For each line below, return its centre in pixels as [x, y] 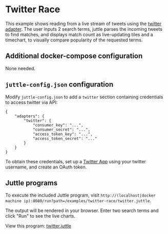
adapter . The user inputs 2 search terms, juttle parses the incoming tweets [84, 29]
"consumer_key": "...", [58, 125]
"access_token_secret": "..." [65, 139]
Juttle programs [31, 183]
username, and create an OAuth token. [46, 167]
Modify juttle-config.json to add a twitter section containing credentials [84, 97]
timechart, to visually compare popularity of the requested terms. [74, 40]
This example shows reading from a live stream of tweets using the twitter [83, 24]
